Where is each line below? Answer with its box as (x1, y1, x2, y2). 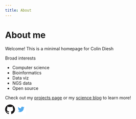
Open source (12, 85, 39, 91)
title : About (5, 8, 32, 13)
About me (5, 29, 46, 40)
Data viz (12, 75, 29, 80)
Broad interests (5, 55, 36, 61)
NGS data (12, 80, 32, 86)
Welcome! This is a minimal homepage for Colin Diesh (5, 45, 114, 51)
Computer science (12, 64, 50, 70)
